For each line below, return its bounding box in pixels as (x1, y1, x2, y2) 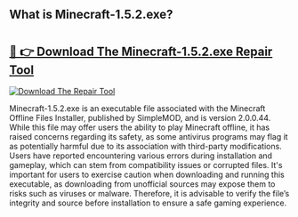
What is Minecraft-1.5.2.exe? (9, 7, 173, 22)
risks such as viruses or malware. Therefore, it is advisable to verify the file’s (9, 189, 290, 198)
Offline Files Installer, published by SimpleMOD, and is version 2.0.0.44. (9, 113, 271, 123)
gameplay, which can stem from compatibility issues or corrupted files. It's (9, 160, 283, 170)
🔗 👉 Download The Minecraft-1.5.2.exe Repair (9, 44, 273, 59)
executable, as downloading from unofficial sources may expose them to (9, 179, 276, 189)
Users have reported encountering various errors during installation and (9, 150, 273, 161)
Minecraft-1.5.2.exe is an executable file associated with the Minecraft (9, 103, 266, 114)
